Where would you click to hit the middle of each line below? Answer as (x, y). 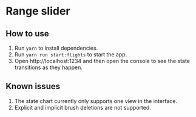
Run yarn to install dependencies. (56, 48)
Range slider (38, 11)
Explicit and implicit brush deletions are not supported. (83, 107)
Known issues (33, 86)
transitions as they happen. (49, 67)
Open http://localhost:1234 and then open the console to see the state (102, 61)
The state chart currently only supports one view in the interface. (96, 101)
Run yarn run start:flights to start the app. (71, 55)
